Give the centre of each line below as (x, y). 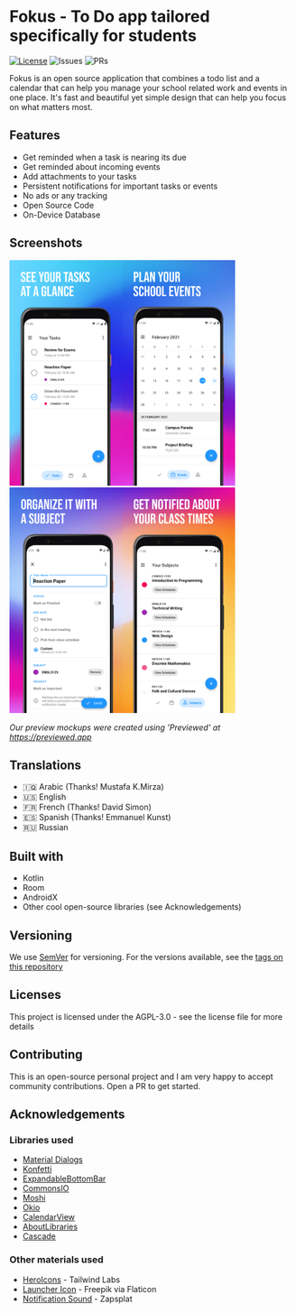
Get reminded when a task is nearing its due (104, 157)
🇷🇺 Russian (46, 828)
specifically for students (103, 36)
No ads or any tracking (65, 195)
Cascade (39, 1236)
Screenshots (46, 243)
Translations (46, 765)
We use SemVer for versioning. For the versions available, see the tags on (146, 957)
